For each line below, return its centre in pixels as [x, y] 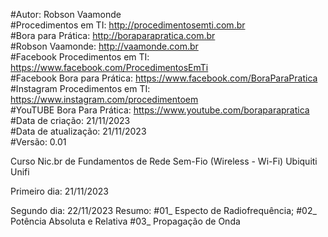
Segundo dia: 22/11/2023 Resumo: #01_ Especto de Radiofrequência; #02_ [163, 210]
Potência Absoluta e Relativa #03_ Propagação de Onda [125, 221]
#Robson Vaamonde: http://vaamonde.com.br [104, 46]
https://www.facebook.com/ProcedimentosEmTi [109, 67]
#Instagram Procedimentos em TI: [80, 88]
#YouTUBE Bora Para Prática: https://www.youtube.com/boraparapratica [160, 110]
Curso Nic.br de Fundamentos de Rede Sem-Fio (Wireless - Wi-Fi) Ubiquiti [164, 161]
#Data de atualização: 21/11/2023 [78, 131]
